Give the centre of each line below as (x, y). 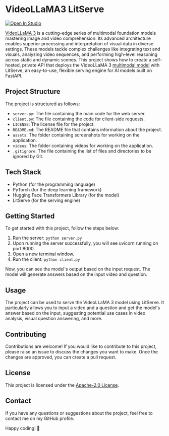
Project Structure (33, 92)
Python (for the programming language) (54, 184)
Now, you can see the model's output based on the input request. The (78, 269)
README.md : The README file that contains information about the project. (87, 129)
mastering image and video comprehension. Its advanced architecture (78, 38)
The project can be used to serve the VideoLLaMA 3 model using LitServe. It (85, 303)
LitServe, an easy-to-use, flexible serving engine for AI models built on (79, 70)
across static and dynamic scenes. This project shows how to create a (78, 59)
